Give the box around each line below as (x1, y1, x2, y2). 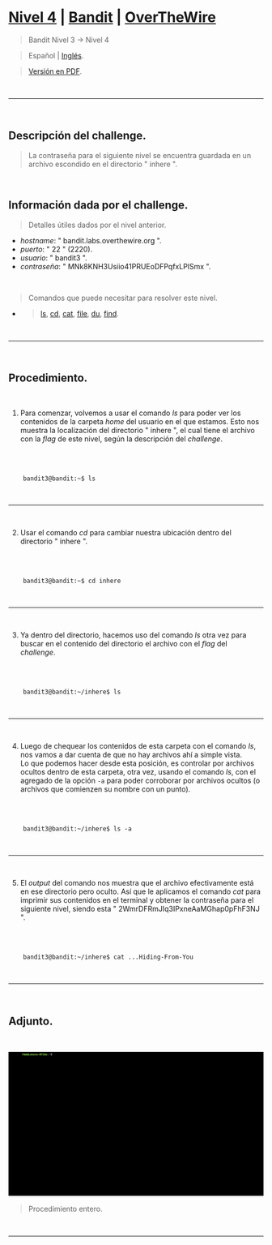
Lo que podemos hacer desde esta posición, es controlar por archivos (19, 758, 255, 768)
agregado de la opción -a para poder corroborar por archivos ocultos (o (19, 775, 261, 786)
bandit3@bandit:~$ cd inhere (23, 577, 121, 586)
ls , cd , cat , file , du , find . (40, 308, 119, 318)
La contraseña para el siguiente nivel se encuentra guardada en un (28, 150, 252, 160)
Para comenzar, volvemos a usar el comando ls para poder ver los (19, 408, 241, 418)
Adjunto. (8, 1014, 53, 1028)
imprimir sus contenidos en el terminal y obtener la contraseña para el (19, 895, 254, 905)
